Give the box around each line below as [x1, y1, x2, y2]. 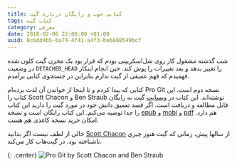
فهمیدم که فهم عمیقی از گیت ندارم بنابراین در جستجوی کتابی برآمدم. [7, 72, 190, 81]
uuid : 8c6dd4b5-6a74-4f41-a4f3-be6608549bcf [7, 37, 142, 44]
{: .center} [7, 151, 38, 160]
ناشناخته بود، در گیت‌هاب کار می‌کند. [7, 137, 102, 146]
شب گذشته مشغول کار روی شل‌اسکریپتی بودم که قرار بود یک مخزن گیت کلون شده [7, 56, 228, 65]
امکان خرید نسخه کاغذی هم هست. [7, 115, 99, 125]
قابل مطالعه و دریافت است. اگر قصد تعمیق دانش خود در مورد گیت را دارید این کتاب [7, 100, 229, 109]
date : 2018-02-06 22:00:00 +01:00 [7, 30, 110, 38]
